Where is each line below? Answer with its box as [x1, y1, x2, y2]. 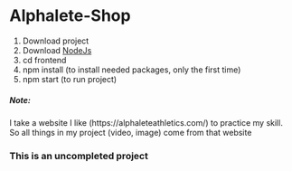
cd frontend [22, 54, 67, 65]
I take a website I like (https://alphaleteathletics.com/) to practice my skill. [9, 117, 283, 128]
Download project [22, 35, 89, 46]
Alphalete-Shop [9, 5, 131, 26]
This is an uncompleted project [9, 149, 149, 162]
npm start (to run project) [22, 73, 118, 84]
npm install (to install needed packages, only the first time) [22, 64, 241, 75]
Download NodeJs [22, 44, 92, 55]
